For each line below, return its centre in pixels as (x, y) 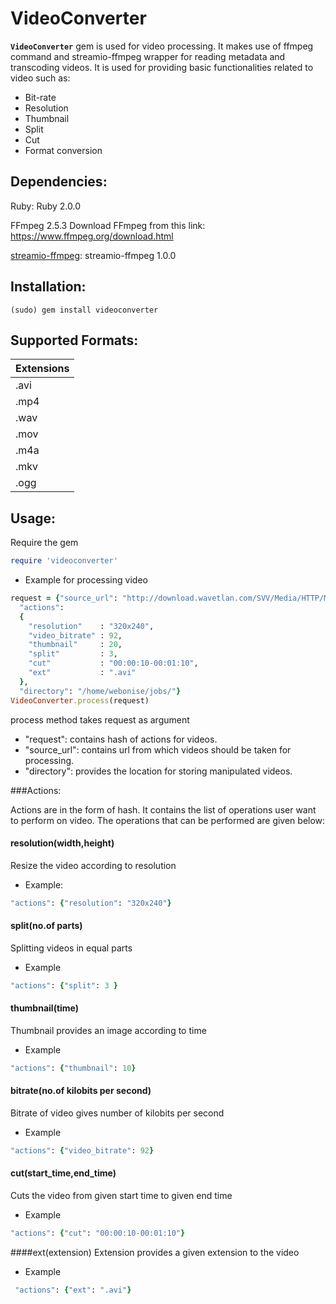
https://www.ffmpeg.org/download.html (92, 236)
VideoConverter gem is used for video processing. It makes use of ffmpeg (162, 46)
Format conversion (63, 150)
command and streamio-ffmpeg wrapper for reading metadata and (148, 56)
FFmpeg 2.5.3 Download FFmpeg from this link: (108, 225)
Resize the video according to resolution (93, 865)
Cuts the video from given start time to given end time (121, 1196)
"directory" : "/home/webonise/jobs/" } (100, 691)
